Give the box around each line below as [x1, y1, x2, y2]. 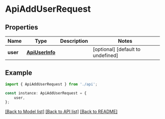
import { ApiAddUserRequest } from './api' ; [5, 82, 98, 87]
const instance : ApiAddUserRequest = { [5, 90, 87, 95]
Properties [5, 23, 38, 31]
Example [5, 69, 32, 77]
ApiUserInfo [26, 49, 55, 56]
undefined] [92, 52, 119, 59]
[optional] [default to [92, 46, 141, 53]
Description [60, 38, 88, 44]
